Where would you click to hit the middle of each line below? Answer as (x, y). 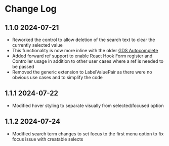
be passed (23, 67)
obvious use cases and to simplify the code (57, 77)
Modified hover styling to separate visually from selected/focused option (88, 105)
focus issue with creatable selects (48, 139)
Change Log (31, 9)
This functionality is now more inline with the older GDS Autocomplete (85, 50)
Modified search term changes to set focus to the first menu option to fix (88, 134)
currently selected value (37, 45)
